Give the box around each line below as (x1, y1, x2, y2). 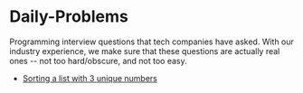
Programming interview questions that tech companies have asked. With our (9, 36, 294, 47)
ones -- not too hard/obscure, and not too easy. (9, 55, 187, 66)
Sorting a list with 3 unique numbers (22, 72, 158, 83)
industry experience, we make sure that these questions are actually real (9, 45, 280, 56)
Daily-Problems (9, 6, 128, 27)
